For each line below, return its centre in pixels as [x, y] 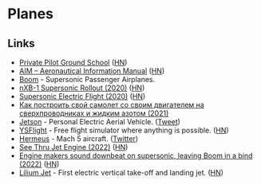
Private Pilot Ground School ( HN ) [73, 62]
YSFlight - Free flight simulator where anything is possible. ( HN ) [124, 130]
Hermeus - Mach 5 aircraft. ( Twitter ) [79, 139]
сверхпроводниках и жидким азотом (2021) [94, 113]
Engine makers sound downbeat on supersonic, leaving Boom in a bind [136, 155]
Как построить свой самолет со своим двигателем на [111, 105]
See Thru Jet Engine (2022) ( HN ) [73, 147]
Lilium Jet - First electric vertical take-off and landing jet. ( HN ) [121, 173]
